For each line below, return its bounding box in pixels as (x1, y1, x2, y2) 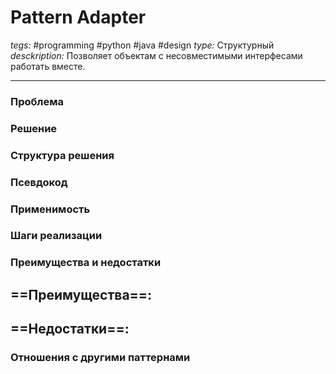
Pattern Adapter (10, 6, 147, 29)
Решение (10, 121, 58, 135)
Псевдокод (10, 175, 68, 189)
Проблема (10, 94, 64, 108)
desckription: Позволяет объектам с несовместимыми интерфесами (10, 49, 303, 61)
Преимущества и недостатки (10, 256, 162, 270)
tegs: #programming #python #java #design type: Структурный (10, 39, 275, 51)
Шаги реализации (10, 229, 103, 243)
